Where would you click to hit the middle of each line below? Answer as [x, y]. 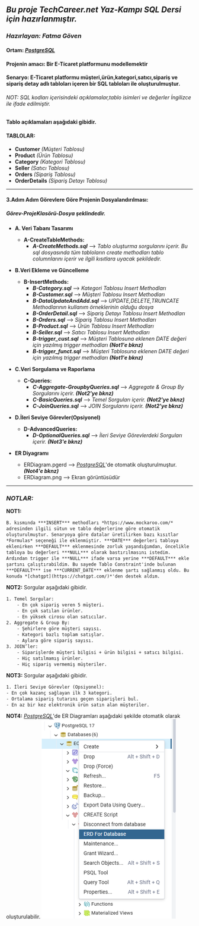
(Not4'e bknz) [41, 471]
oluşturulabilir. [23, 917]
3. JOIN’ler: [22, 647]
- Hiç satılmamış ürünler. [50, 659]
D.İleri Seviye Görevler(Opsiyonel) [57, 418]
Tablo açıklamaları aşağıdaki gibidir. [51, 122]
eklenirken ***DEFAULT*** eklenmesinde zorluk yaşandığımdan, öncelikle [98, 547]
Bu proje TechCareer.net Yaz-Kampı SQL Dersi [94, 10]
